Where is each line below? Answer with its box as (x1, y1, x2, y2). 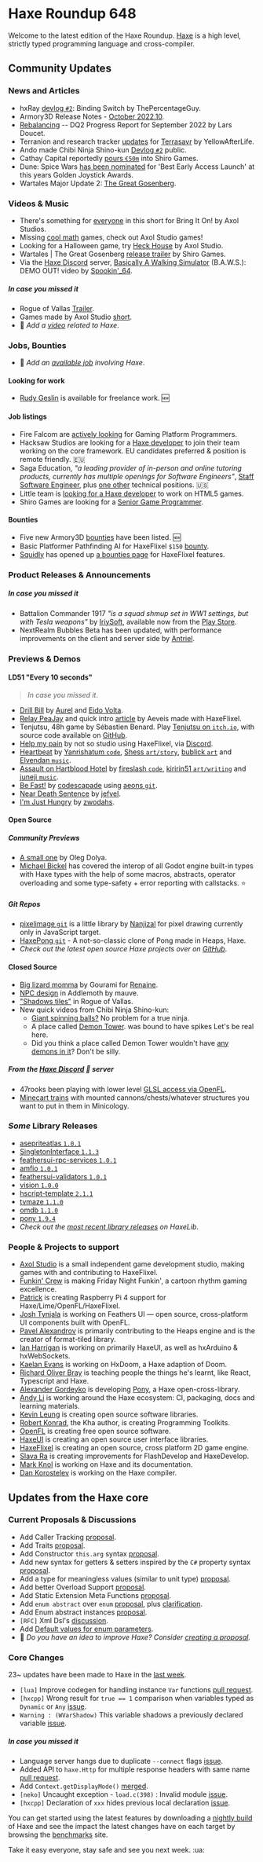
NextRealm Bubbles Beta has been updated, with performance (19, 625, 222, 635)
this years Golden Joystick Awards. (19, 170, 133, 179)
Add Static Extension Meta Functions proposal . (19, 1590, 171, 1600)
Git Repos (8, 899, 41, 908)
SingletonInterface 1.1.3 (19, 1146, 100, 1156)
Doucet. (19, 128, 46, 137)
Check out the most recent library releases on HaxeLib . (19, 1222, 199, 1231)
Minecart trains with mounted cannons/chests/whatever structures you (19, 1093, 250, 1102)
